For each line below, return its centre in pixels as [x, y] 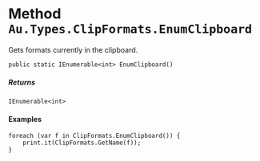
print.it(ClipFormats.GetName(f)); [82, 143]
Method [35, 14]
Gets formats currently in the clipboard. [73, 49]
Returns [22, 82]
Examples [25, 119]
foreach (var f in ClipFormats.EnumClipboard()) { [94, 136]
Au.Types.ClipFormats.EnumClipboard [130, 29]
